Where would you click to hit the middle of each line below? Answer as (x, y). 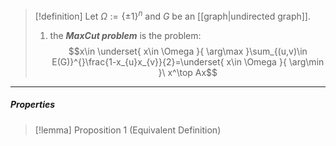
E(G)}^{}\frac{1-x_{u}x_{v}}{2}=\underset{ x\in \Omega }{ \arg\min (188, 61)
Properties (33, 105)
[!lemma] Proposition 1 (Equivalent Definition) (128, 130)
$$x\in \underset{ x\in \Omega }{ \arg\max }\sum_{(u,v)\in (188, 51)
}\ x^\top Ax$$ (188, 72)
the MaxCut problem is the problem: (125, 35)
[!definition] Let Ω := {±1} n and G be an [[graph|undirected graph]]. (173, 15)
